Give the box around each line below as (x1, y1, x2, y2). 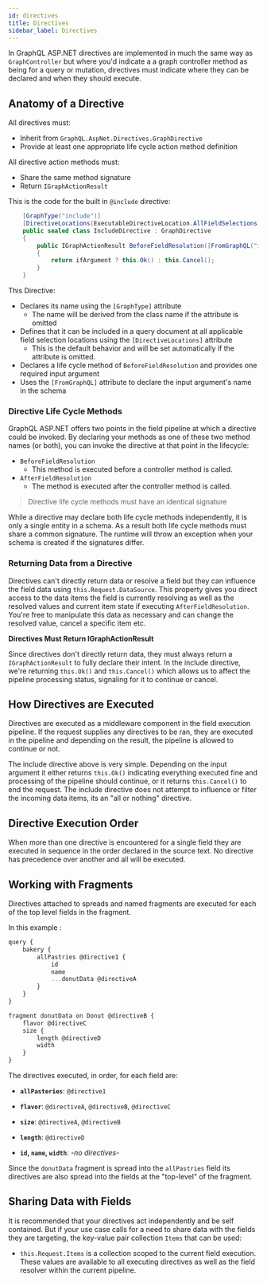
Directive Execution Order (8, 816, 139, 830)
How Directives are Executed (8, 698, 155, 712)
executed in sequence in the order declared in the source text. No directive (8, 846, 254, 856)
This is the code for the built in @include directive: (8, 197, 171, 206)
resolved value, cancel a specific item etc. (8, 618, 146, 628)
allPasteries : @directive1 (19, 1086, 106, 1096)
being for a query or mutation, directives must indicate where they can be (8, 65, 250, 75)
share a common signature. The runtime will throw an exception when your (8, 529, 253, 539)
